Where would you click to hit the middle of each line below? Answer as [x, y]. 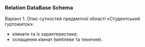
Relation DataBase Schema [39, 8]
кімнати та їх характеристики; [45, 34]
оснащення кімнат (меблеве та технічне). [57, 39]
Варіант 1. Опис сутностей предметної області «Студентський [72, 19]
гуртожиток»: [19, 24]
